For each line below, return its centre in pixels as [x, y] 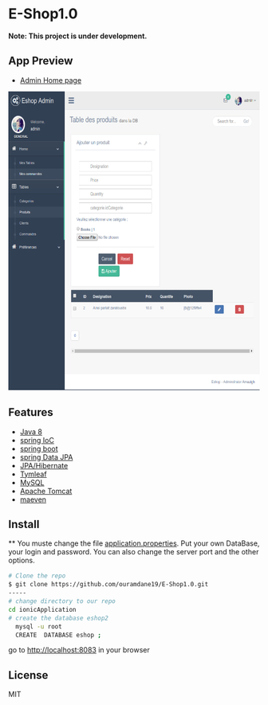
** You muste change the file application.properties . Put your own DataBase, [134, 543]
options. [22, 560]
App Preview [41, 61]
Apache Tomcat [46, 491]
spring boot [39, 448]
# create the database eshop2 [59, 618]
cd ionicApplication [43, 609]
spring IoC [37, 440]
